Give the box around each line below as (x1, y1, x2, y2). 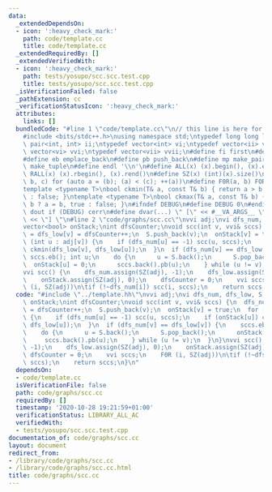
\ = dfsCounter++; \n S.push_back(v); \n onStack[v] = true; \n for (23, 306, 259, 314)
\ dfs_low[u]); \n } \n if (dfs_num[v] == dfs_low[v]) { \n (23, 321, 227, 329)
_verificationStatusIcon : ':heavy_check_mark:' (15, 102, 180, 110)
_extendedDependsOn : (15, 19, 85, 28)
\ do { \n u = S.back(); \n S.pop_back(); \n (23, 328, 216, 336)
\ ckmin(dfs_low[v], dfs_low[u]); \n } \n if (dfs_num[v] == (23, 246, 233, 254)
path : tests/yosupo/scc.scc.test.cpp (23, 72, 151, 80)
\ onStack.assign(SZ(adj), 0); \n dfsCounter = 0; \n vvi (23, 276, 249, 284)
